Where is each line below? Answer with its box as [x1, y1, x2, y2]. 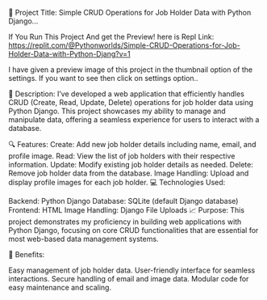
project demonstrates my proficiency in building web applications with [8, 217, 242, 226]
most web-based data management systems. [8, 235, 159, 243]
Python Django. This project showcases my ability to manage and [8, 106, 226, 116]
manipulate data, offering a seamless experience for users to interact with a [8, 115, 260, 125]
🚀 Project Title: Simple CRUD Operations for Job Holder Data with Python [8, 8, 252, 17]
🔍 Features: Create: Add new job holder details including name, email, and [8, 140, 257, 149]
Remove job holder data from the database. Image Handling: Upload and [8, 168, 249, 178]
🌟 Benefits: [8, 250, 45, 259]
